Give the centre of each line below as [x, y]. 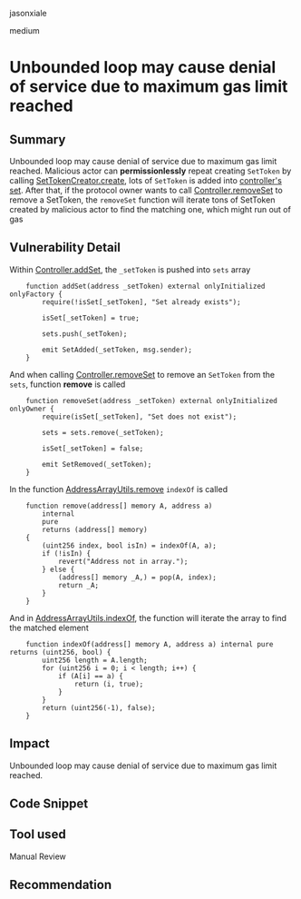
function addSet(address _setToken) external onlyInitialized [146, 286]
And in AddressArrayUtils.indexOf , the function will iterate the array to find [148, 617]
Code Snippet [49, 804]
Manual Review [38, 856]
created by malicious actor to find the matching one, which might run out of [150, 209]
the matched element [49, 627]
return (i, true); [109, 684]
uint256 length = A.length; [95, 660]
